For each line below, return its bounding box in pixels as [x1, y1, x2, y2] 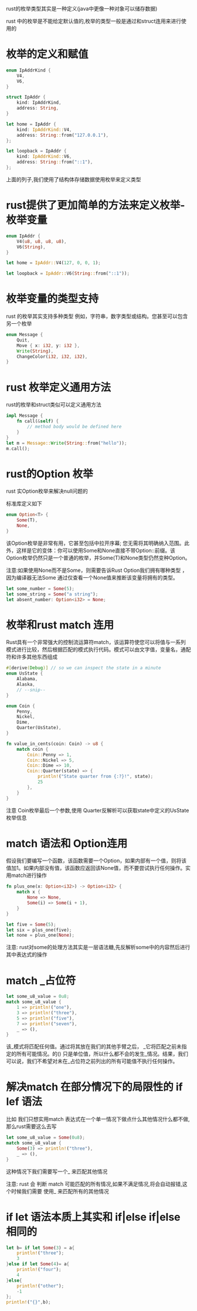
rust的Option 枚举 [6, 467, 94, 480]
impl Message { [6, 413, 43, 419]
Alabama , [16, 676, 38, 682]
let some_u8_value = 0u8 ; [6, 994, 69, 1000]
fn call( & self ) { [16, 418, 59, 424]
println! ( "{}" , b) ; [6, 1299, 51, 1305]
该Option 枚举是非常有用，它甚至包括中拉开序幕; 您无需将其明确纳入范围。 [6, 539, 185, 547]
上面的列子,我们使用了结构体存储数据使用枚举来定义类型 [6, 175, 142, 183]
